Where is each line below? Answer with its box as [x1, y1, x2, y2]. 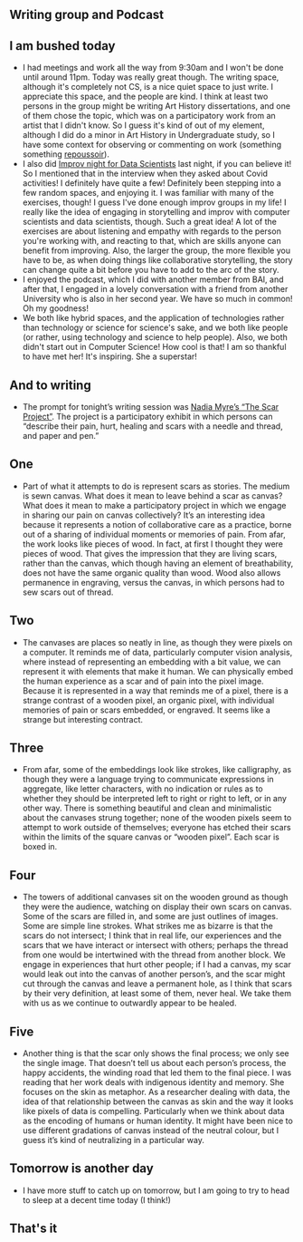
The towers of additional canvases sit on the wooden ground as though [22, 892, 289, 903]
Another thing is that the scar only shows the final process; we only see [22, 1048, 289, 1059]
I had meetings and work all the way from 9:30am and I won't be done [22, 63, 284, 73]
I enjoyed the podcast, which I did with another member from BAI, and [22, 274, 284, 285]
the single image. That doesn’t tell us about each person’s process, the [22, 1058, 287, 1069]
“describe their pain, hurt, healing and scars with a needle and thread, [22, 421, 283, 432]
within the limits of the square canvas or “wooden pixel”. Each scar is [22, 831, 280, 842]
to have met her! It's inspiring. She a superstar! [22, 351, 197, 362]
